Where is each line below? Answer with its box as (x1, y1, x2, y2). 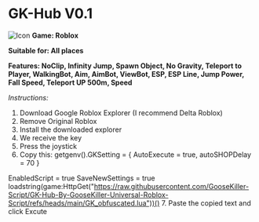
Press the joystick (19, 141, 78, 151)
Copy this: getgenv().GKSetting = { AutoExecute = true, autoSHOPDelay (19, 150, 252, 159)
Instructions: (8, 93, 49, 102)
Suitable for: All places (8, 45, 84, 55)
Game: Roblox (31, 31, 78, 40)
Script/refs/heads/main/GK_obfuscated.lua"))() (8, 198, 160, 208)
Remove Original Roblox (19, 116, 97, 126)
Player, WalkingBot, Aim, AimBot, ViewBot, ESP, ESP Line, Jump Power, (8, 69, 245, 78)
